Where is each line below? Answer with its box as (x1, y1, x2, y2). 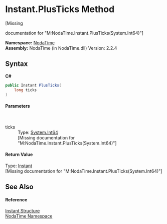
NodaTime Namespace (5, 213, 53, 219)
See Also (5, 183, 34, 191)
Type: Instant (5, 163, 33, 169)
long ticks (14, 87, 37, 93)
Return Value (5, 152, 33, 158)
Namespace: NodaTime (5, 39, 55, 46)
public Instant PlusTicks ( (5, 83, 62, 88)
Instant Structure (5, 208, 40, 214)
